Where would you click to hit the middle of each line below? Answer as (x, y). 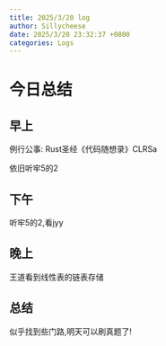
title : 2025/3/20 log (50, 18)
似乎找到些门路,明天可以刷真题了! (71, 331)
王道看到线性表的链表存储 (57, 277)
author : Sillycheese (48, 26)
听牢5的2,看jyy (37, 223)
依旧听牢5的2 (34, 168)
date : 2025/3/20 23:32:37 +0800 (70, 34)
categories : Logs (42, 43)
